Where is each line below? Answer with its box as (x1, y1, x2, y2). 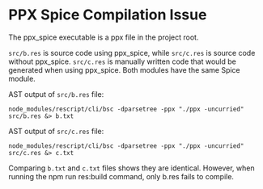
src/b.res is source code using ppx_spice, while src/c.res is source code (8, 48, 256, 57)
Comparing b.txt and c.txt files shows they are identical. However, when (8, 163, 255, 173)
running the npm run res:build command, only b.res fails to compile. (8, 171, 235, 181)
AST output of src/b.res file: (8, 89, 104, 99)
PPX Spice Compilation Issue (8, 6, 207, 24)
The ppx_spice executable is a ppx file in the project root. (8, 32, 199, 42)
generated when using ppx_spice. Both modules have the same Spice (8, 65, 240, 74)
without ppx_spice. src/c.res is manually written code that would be (8, 57, 236, 66)
